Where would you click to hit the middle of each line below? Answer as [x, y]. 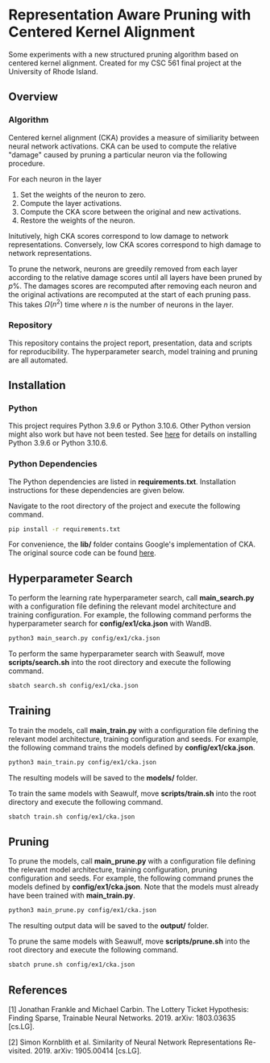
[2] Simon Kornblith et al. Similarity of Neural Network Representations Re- [132, 1042]
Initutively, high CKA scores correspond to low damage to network [118, 236]
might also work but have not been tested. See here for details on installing [133, 434]
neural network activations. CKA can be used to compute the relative [123, 146]
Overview [33, 97]
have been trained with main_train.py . [72, 896]
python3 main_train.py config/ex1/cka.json [83, 762]
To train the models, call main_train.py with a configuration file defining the [134, 730]
